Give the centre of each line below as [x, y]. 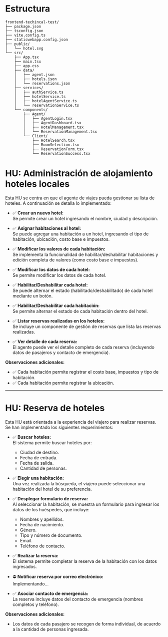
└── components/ [31, 110]
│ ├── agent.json [34, 75]
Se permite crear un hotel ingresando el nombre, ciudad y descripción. [85, 218]
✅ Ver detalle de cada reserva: [45, 342]
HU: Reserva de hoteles [55, 408]
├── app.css [26, 66]
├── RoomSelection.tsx [55, 145]
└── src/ [14, 53]
